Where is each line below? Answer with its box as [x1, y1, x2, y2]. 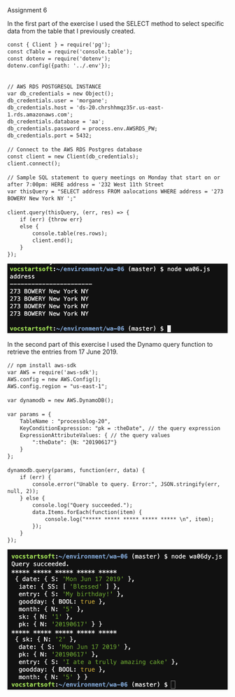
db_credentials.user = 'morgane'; [7, 97, 108, 104]
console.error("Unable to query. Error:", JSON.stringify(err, [32, 480, 220, 488]
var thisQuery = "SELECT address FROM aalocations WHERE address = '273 [7, 188, 224, 195]
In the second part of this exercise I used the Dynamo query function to [7, 340, 213, 348]
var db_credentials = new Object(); [7, 90, 114, 97]
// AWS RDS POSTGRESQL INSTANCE [7, 83, 101, 90]
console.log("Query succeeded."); [32, 501, 133, 509]
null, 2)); [7, 487, 39, 495]
